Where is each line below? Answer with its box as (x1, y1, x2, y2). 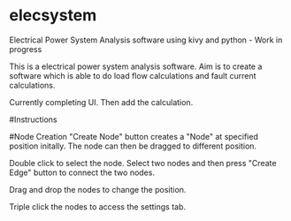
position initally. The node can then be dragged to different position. (9, 141, 257, 151)
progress (9, 43, 42, 54)
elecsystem (9, 5, 97, 26)
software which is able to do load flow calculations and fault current (9, 70, 257, 80)
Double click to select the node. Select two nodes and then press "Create (9, 157, 277, 168)
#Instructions (9, 114, 57, 125)
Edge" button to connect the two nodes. (9, 167, 155, 178)
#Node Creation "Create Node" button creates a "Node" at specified (9, 131, 258, 141)
